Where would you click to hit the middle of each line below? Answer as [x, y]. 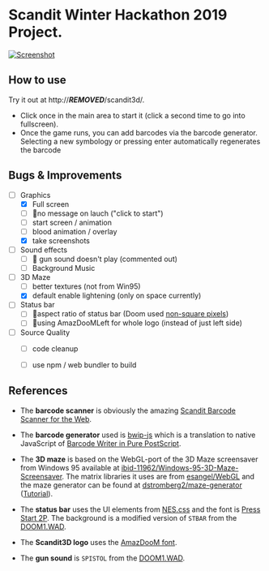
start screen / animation [72, 222]
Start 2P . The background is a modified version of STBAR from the [128, 517]
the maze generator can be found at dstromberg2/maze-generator [131, 485]
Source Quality [45, 332]
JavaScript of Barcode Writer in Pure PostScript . [100, 443]
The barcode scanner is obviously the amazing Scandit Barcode [128, 410]
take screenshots [61, 240]
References [38, 391]
